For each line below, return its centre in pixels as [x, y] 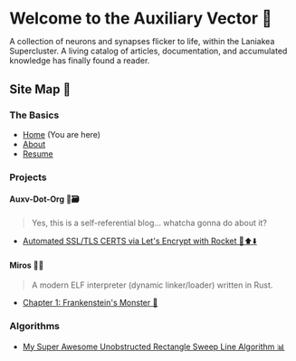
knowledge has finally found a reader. [80, 61]
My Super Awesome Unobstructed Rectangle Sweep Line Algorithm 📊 [153, 347]
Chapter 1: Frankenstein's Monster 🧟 [90, 303]
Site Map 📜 [40, 89]
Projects [28, 177]
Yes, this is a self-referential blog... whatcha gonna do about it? [149, 223]
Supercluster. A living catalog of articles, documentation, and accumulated [148, 51]
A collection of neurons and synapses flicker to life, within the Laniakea [142, 42]
